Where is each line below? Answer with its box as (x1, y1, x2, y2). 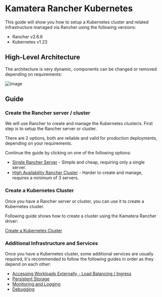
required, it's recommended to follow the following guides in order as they (5, 256, 154, 262)
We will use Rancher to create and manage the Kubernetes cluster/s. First (5, 121, 153, 127)
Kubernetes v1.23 (12, 39, 48, 44)
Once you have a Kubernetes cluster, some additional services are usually (5, 251, 154, 257)
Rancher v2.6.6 (12, 34, 43, 40)
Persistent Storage (12, 276, 50, 282)
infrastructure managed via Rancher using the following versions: (5, 24, 137, 30)
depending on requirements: (5, 71, 62, 77)
